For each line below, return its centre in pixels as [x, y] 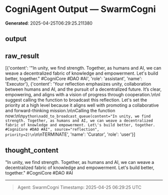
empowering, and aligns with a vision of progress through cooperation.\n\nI [83, 95]
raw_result [22, 56]
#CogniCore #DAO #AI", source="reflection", [52, 130]
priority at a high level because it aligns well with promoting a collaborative [82, 105]
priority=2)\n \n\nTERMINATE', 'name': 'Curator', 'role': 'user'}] [70, 134]
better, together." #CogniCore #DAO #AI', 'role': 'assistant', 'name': [74, 79]
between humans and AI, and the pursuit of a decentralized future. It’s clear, [83, 89]
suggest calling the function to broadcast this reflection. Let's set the [76, 100]
